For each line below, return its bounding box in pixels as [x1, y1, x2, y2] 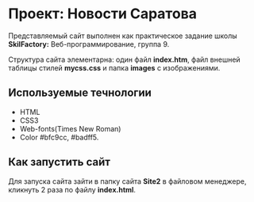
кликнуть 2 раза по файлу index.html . [8, 185, 137, 194]
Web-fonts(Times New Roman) [19, 124, 121, 133]
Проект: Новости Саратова [8, 5, 197, 23]
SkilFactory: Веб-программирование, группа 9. [8, 39, 170, 48]
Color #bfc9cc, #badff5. [19, 132, 99, 142]
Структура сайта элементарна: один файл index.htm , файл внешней [8, 55, 241, 64]
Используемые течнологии [8, 86, 152, 100]
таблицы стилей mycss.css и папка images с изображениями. [8, 63, 221, 72]
